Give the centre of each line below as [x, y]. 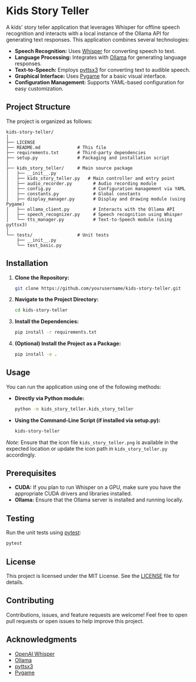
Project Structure [38, 107]
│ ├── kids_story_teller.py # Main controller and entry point [91, 178]
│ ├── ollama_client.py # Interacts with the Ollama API [91, 209]
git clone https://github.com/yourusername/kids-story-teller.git [98, 288]
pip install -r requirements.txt [56, 332]
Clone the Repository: [42, 277]
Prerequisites [31, 473]
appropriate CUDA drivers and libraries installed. [73, 494]
